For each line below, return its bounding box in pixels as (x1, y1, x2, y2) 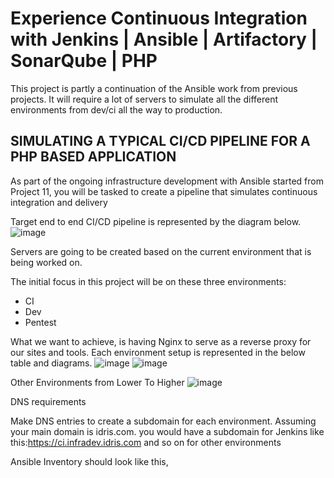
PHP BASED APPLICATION (10, 148, 177, 166)
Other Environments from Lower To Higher (10, 376, 185, 388)
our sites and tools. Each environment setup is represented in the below (10, 346, 306, 358)
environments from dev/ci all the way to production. (10, 103, 223, 116)
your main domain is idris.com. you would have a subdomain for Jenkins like (10, 425, 325, 437)
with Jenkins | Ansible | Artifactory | (10, 28, 318, 51)
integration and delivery (10, 196, 108, 208)
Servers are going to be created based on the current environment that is (10, 245, 312, 257)
